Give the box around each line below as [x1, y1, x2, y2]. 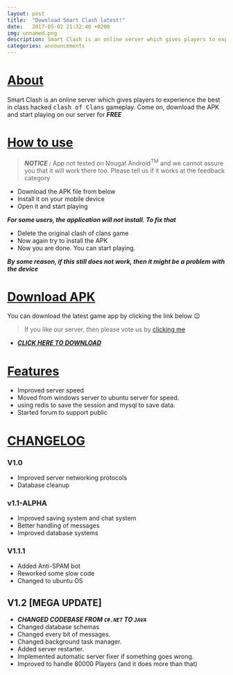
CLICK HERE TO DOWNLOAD [17, 339, 102, 347]
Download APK [7, 289, 96, 305]
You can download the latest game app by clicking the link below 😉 [7, 312, 201, 320]
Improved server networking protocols [17, 473, 128, 482]
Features [7, 363, 60, 379]
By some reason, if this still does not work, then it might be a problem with [7, 257, 225, 265]
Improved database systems [17, 529, 98, 537]
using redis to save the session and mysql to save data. [17, 401, 175, 409]
